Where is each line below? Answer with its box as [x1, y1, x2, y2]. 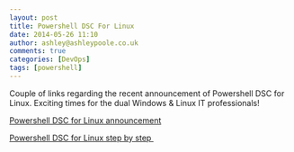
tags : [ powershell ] [9, 64, 83, 73]
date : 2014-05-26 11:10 [9, 30, 99, 39]
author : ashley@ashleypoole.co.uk [9, 38, 139, 48]
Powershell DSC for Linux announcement [9, 114, 162, 126]
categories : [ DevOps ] [9, 55, 91, 64]
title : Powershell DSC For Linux [9, 22, 135, 31]
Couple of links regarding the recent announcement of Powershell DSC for [9, 87, 285, 99]
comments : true [9, 47, 67, 56]
